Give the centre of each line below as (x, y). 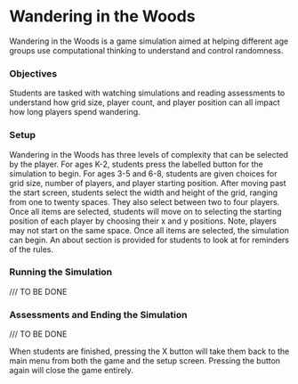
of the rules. (31, 249)
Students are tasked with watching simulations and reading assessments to (147, 93)
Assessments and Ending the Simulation (98, 315)
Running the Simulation (61, 272)
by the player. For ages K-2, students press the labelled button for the (137, 164)
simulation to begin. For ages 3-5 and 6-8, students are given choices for (143, 173)
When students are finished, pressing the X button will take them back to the (149, 351)
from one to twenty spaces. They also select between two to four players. (145, 201)
